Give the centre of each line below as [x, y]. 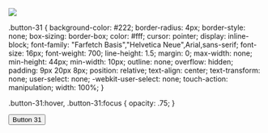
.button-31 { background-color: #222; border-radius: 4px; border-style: [127, 27]
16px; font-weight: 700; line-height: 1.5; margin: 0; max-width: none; [139, 53]
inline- [238, 36]
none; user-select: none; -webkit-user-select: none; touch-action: [118, 79]
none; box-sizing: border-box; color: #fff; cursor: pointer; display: [117, 36]
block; [19, 45]
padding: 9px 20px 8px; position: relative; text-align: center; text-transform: [134, 70]
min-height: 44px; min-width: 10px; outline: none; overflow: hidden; [121, 62]
